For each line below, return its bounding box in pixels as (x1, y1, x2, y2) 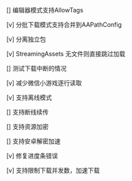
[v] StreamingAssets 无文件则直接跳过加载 (6, 50, 126, 58)
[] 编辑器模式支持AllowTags (6, 6, 83, 14)
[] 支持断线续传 (6, 108, 49, 116)
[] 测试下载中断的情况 (6, 64, 67, 72)
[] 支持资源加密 (6, 123, 49, 130)
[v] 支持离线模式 (6, 93, 53, 101)
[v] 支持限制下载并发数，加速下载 (6, 167, 101, 174)
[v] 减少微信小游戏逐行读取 (6, 79, 83, 87)
